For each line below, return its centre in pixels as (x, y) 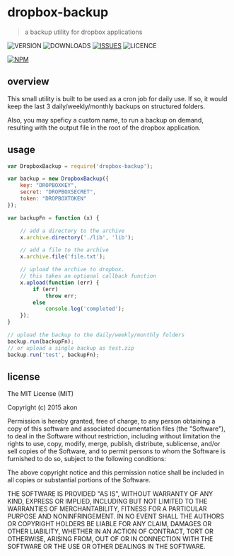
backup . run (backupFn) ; (41, 341)
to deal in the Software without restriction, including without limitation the (114, 436)
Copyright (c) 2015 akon (42, 407)
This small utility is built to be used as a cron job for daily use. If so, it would (117, 98)
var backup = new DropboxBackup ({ (58, 179)
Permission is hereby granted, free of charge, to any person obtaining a (111, 421)
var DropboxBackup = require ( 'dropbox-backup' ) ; (80, 166)
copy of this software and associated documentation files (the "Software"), (117, 429)
